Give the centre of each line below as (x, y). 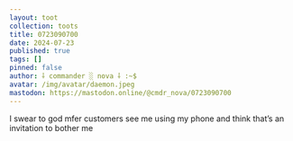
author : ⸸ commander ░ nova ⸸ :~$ (73, 76)
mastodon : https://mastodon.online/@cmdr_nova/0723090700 (120, 93)
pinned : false (36, 68)
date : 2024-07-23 (42, 43)
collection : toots (44, 26)
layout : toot (34, 18)
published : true (40, 51)
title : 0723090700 (44, 34)
